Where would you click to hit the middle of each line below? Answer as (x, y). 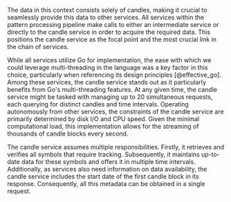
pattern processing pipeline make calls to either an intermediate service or (113, 25)
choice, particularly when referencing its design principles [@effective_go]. (114, 75)
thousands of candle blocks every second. (68, 134)
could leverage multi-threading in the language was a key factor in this (108, 67)
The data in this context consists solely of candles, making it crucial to (107, 10)
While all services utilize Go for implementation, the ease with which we (109, 60)
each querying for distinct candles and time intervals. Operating (98, 104)
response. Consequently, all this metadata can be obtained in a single (106, 184)
